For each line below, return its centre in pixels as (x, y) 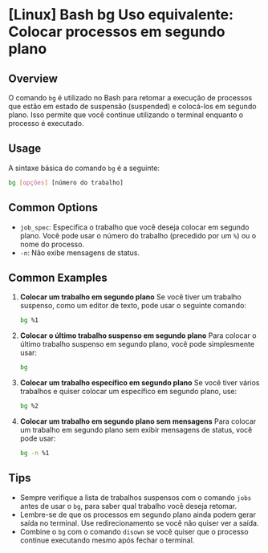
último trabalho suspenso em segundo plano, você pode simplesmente (137, 344)
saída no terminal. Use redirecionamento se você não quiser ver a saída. (139, 523)
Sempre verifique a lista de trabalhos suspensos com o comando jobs (136, 497)
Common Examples (58, 277)
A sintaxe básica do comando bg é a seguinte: (84, 168)
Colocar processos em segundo (117, 32)
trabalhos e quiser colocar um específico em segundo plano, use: (128, 392)
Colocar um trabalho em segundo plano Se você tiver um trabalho (131, 297)
